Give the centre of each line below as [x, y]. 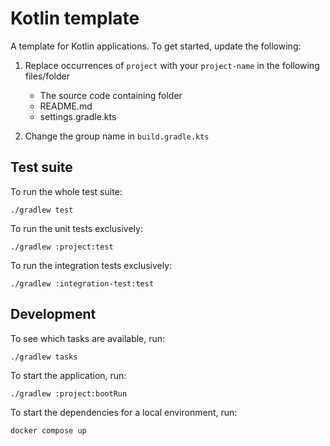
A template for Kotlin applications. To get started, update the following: [156, 46]
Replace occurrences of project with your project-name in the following [172, 65]
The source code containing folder [111, 95]
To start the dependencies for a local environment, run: [124, 412]
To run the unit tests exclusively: [76, 228]
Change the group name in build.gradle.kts [117, 136]
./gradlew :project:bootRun [69, 393]
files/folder [47, 76]
